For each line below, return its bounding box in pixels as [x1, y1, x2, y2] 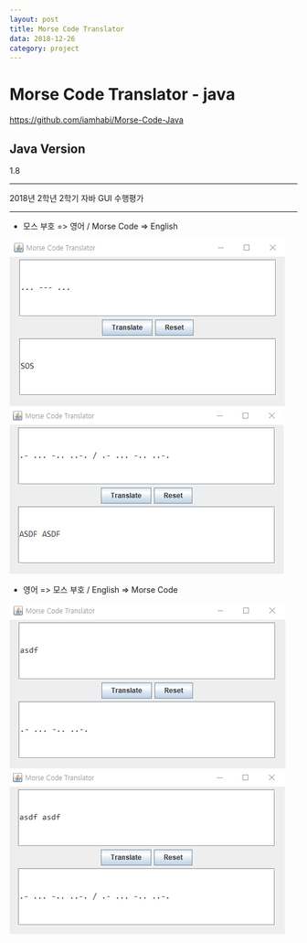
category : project [9, 44, 79, 53]
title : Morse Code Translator [9, 24, 125, 34]
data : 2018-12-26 [9, 34, 76, 43]
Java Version [9, 141, 86, 156]
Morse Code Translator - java [9, 84, 236, 105]
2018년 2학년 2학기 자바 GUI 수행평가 [9, 193, 144, 203]
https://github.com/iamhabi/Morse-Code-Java [9, 114, 185, 125]
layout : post [9, 15, 59, 24]
